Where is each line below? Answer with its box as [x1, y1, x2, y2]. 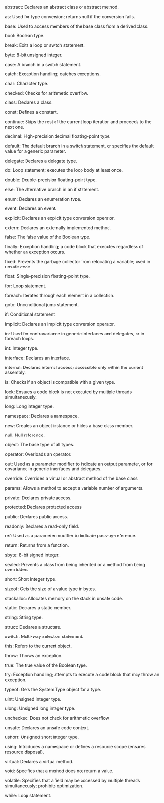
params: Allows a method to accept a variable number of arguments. [5, 485, 144, 491]
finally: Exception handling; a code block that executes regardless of [5, 244, 143, 249]
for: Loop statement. [5, 283, 47, 289]
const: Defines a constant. [5, 109, 58, 115]
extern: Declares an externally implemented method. [5, 225, 111, 231]
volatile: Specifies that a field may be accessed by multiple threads [5, 778, 140, 783]
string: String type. [5, 614, 43, 620]
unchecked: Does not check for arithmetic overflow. [5, 715, 110, 721]
